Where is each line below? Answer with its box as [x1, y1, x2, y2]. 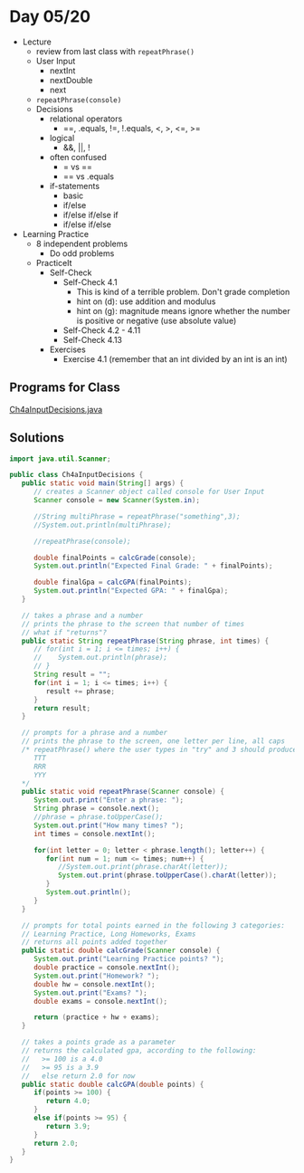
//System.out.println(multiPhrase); [33, 520, 172, 529]
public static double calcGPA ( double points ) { [21, 1080, 204, 1089]
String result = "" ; [33, 670, 111, 680]
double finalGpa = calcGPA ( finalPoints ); [33, 577, 193, 587]
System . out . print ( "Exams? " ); [33, 988, 147, 997]
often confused [49, 151, 107, 162]
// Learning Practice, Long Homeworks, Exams [21, 930, 196, 939]
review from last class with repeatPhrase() [35, 45, 195, 56]
